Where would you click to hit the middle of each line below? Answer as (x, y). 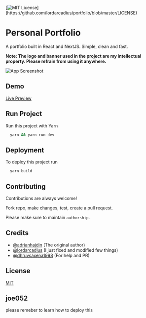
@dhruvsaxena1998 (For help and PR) (51, 255)
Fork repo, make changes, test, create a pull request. (59, 208)
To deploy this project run (32, 162)
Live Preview (18, 98)
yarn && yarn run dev (32, 135)
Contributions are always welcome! (41, 198)
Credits (17, 233)
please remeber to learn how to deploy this (49, 310)
